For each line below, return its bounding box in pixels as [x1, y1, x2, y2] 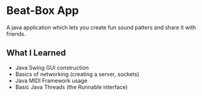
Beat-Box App [6, 4, 79, 18]
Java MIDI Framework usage [15, 77, 88, 84]
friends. [6, 30, 26, 37]
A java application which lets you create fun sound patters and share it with [6, 24, 196, 31]
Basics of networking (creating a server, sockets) [15, 70, 140, 78]
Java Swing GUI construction [15, 64, 89, 71]
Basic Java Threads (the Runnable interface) [15, 83, 128, 91]
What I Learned [6, 48, 66, 58]
